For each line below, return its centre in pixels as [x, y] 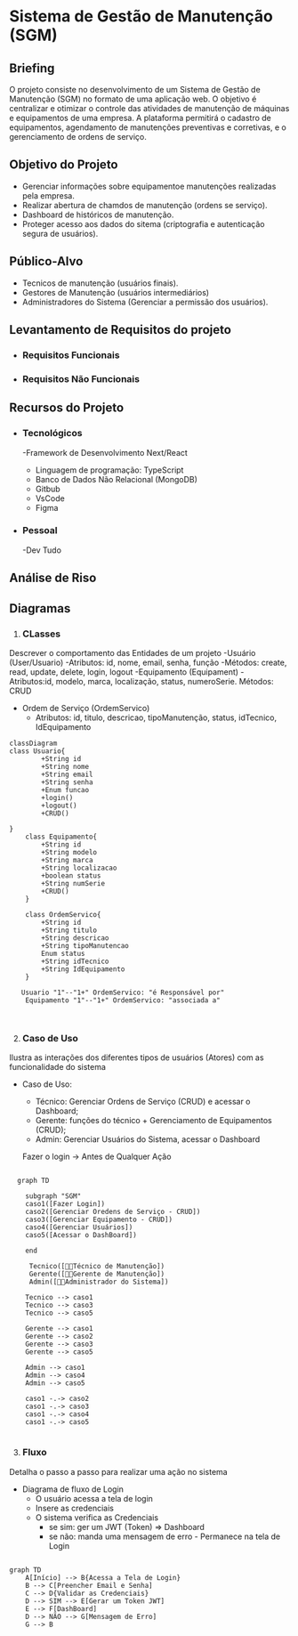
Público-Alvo [46, 261]
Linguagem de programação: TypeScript [109, 470]
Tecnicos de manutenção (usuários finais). [100, 283]
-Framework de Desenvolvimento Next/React [105, 452]
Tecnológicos [52, 433]
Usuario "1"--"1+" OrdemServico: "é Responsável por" [123, 992]
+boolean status [71, 875]
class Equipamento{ [61, 837]
